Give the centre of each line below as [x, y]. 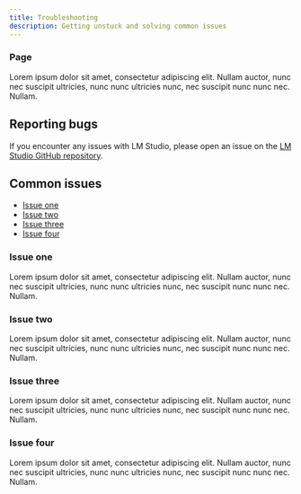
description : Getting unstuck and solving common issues [118, 26]
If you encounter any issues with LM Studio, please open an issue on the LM [150, 146]
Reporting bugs [54, 124]
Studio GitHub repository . [56, 155]
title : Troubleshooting [54, 18]
